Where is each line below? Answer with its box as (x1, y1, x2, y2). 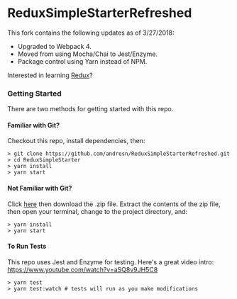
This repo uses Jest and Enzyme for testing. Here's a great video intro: (7, 257, 214, 266)
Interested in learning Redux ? (7, 71, 94, 79)
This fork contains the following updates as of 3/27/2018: (7, 28, 175, 37)
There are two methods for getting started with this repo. (7, 105, 174, 113)
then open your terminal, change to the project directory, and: (7, 207, 188, 215)
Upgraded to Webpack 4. (17, 42, 92, 50)
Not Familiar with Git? (7, 184, 72, 193)
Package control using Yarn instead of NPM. (17, 57, 148, 65)
